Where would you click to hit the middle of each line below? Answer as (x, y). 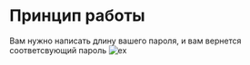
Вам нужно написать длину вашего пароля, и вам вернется (125, 41)
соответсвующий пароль (58, 50)
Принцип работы (77, 16)
